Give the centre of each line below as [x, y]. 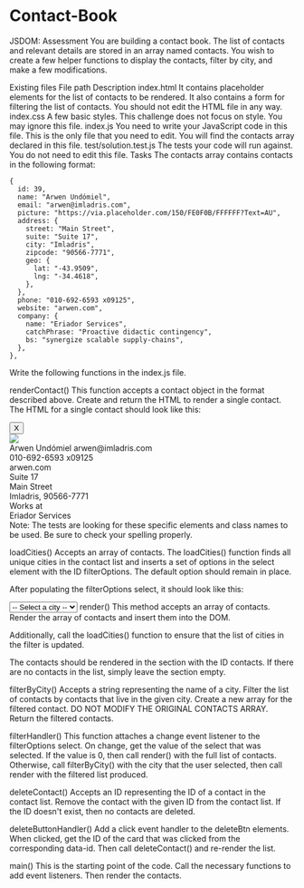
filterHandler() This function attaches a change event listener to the [135, 736]
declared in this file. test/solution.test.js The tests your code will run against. [152, 145]
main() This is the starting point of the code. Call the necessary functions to [150, 865]
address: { [38, 220]
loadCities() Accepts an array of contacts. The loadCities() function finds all [150, 552]
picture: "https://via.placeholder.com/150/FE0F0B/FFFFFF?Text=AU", [149, 213]
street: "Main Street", [71, 229]
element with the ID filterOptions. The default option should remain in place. [151, 571]
